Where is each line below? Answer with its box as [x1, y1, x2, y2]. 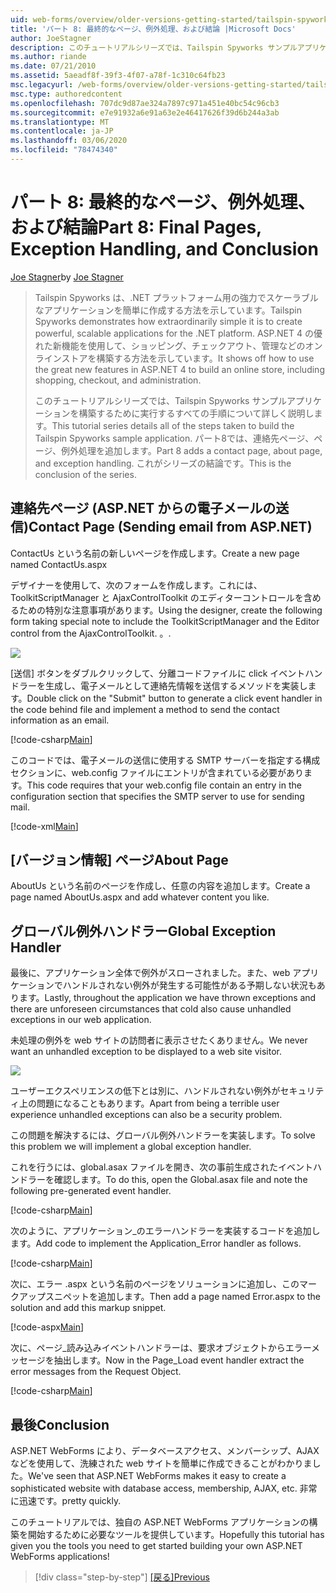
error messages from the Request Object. [10, 1366, 182, 1378]
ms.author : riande [10, 52, 87, 62]
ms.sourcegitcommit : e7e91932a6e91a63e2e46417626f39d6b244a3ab [10, 107, 280, 118]
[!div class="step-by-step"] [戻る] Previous [34, 1571, 210, 1583]
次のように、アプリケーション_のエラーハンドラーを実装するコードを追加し [10, 1225, 321, 1237]
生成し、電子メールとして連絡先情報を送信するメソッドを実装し [44, 679, 308, 691]
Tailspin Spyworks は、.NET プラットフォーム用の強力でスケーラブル [34, 291, 319, 303]
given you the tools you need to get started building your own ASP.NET [10, 1540, 303, 1552]
